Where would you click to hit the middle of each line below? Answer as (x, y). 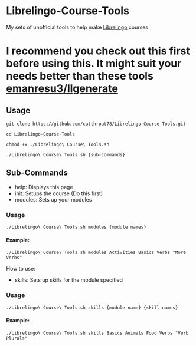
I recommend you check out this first (98, 51)
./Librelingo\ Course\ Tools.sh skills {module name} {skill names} (92, 308)
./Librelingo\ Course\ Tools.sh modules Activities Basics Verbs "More (96, 253)
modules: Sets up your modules (53, 199)
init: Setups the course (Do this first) (59, 193)
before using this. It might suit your (94, 64)
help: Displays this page (44, 187)
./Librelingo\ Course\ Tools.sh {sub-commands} (66, 154)
